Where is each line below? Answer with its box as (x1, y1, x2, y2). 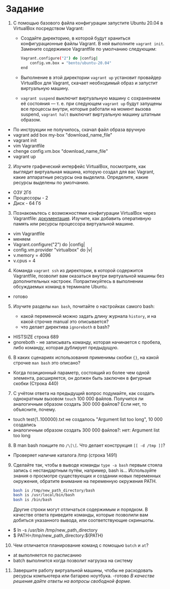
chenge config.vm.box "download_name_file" (13, 148, 108, 154)
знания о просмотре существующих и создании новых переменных (13, 473, 161, 479)
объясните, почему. (13, 406, 56, 412)
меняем (13, 236, 31, 242)
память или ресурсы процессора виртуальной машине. (13, 220, 135, 226)
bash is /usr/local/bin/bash (13, 493, 75, 498)
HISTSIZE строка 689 (13, 334, 59, 340)
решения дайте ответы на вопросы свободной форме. (13, 578, 132, 584)
